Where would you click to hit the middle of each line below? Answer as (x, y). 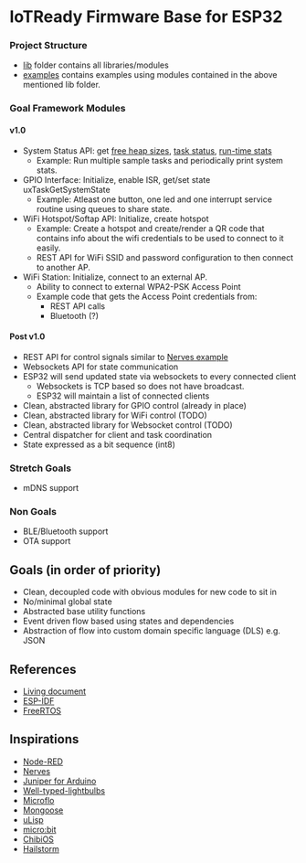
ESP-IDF (38, 701)
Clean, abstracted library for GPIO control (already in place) (134, 405)
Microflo (38, 800)
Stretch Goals (40, 468)
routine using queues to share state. (104, 208)
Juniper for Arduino (59, 781)
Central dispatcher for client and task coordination (117, 434)
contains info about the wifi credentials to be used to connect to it (160, 238)
